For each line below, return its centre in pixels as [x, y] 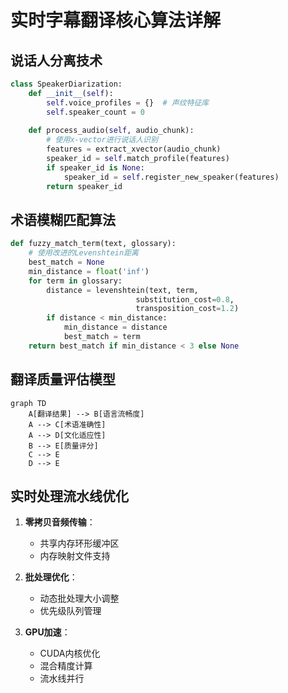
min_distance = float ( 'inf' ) [89, 271]
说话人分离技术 [56, 60]
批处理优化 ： [51, 577]
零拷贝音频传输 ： [60, 522]
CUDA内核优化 [70, 653]
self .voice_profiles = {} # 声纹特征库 [128, 102]
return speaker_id [84, 186]
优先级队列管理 [70, 611]
